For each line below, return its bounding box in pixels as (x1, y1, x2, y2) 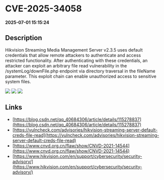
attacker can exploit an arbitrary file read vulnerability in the (5, 62, 127, 68)
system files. (5, 78, 31, 84)
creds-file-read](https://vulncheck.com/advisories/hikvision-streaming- (12, 132, 160, 138)
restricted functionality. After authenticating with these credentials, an (5, 58, 148, 63)
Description (5, 34, 42, 42)
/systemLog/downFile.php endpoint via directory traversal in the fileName (5, 68, 156, 74)
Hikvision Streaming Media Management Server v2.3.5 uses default (5, 47, 143, 53)
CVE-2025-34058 (5, 3, 82, 14)
